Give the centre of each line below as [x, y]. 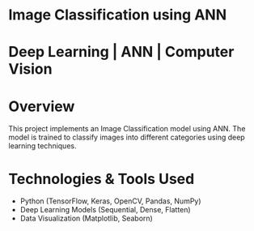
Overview [42, 106]
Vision [30, 69]
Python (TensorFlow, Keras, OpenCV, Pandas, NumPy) [110, 201]
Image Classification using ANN [118, 15]
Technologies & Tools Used [102, 179]
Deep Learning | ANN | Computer [121, 52]
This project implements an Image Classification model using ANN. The [127, 129]
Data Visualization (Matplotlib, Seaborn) [87, 218]
